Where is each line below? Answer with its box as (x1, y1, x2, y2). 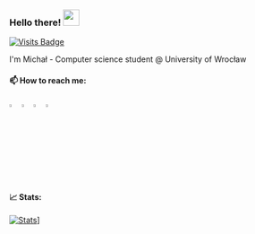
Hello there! (9, 16, 62, 29)
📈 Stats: (9, 191, 42, 202)
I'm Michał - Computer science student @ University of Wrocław (9, 54, 247, 65)
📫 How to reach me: (9, 74, 87, 85)
